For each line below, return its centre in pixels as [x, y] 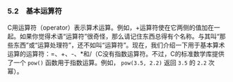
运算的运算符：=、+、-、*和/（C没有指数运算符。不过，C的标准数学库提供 [116, 54]
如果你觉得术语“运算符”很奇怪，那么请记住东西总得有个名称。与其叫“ [120, 36]
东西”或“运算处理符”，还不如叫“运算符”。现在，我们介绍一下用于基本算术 [119, 45]
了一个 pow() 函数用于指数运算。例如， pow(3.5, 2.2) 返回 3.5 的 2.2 [107, 63]
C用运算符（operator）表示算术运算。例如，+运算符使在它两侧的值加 [108, 28]
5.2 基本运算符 [35, 11]
